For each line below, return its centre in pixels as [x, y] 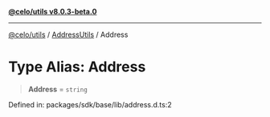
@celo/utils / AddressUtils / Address [68, 34]
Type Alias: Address [77, 67]
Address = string [58, 89]
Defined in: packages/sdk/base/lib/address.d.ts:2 [90, 104]
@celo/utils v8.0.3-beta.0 [53, 12]
